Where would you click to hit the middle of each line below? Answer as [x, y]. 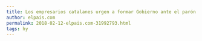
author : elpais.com [31, 17]
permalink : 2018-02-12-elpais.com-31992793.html [69, 23]
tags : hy [17, 29]
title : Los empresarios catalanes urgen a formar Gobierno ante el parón [101, 12]
